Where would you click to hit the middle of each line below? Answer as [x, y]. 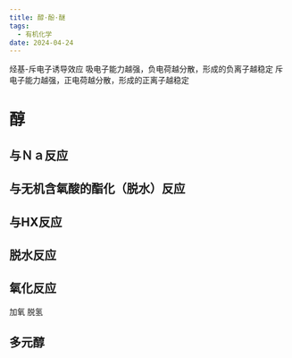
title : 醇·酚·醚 [38, 17]
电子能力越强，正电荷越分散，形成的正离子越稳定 [99, 81]
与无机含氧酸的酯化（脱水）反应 [97, 189]
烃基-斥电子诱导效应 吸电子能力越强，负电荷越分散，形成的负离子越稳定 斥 [146, 69]
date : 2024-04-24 [42, 43]
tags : [19, 26]
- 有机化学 [35, 34]
